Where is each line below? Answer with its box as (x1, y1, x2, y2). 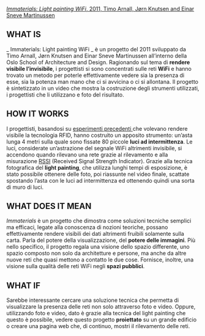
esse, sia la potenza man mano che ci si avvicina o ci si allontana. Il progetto (6, 78, 199, 85)
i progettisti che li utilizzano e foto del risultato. (6, 91, 124, 98)
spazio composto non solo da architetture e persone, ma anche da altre (6, 250, 187, 257)
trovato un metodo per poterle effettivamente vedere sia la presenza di (6, 71, 185, 79)
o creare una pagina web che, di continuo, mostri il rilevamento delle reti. (6, 323, 190, 330)
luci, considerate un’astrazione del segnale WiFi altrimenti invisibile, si (6, 144, 182, 152)
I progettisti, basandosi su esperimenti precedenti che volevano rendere (6, 125, 188, 132)
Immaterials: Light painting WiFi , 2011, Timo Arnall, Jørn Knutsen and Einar (6, 5, 195, 12)
